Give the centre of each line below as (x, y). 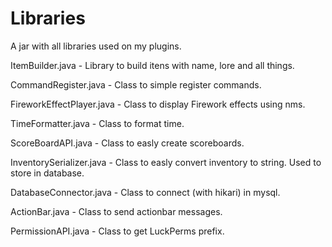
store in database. (47, 173)
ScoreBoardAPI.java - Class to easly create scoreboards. (127, 143)
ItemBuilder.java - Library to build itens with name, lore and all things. (152, 65)
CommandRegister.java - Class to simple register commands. (136, 84)
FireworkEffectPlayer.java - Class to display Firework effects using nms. (158, 104)
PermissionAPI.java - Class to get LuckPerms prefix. (117, 231)
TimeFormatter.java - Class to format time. (97, 123)
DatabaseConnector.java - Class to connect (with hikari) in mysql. (145, 192)
